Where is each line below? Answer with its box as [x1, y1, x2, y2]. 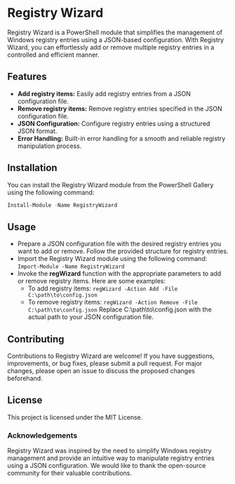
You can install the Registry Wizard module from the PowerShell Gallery [7, 180, 214, 189]
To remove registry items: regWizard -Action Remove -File [27, 298, 198, 307]
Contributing [7, 333, 65, 345]
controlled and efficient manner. [7, 51, 100, 59]
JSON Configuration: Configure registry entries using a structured [17, 119, 210, 128]
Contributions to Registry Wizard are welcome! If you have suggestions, [7, 352, 215, 361]
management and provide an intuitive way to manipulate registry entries [7, 454, 215, 462]
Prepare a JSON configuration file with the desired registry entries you [17, 240, 222, 248]
